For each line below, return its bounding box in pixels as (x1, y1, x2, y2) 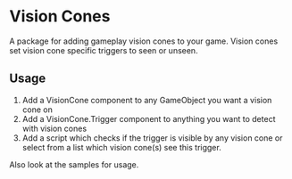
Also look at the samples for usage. (9, 159, 139, 170)
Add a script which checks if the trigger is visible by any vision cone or (21, 132, 283, 143)
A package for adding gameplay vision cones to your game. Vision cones (9, 36, 279, 46)
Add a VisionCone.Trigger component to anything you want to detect (21, 113, 276, 124)
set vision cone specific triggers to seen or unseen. (9, 45, 198, 55)
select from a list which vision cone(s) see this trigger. (21, 142, 221, 152)
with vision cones (21, 123, 88, 134)
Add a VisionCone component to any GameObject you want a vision (21, 94, 272, 105)
